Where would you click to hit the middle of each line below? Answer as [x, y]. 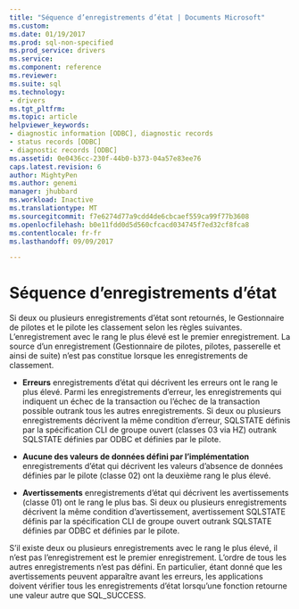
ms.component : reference [55, 68]
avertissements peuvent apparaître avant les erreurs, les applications [136, 577]
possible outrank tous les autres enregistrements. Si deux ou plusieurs [151, 411]
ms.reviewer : [33, 76]
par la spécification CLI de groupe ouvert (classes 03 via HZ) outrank [149, 430]
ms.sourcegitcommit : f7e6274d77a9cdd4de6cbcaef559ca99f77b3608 [129, 216]
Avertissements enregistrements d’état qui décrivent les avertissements [155, 493]
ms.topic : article [43, 117]
